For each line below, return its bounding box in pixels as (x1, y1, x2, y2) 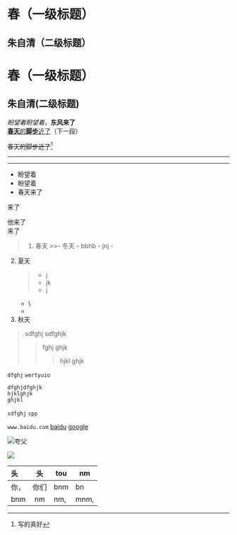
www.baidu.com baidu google (7, 423, 89, 431)
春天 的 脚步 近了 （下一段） (7, 126, 82, 135)
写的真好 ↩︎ (17, 520, 50, 529)
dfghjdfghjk (7, 384, 42, 392)
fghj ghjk (42, 343, 68, 351)
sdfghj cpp (7, 410, 38, 417)
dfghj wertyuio (7, 372, 51, 379)
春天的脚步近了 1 (7, 140, 53, 150)
